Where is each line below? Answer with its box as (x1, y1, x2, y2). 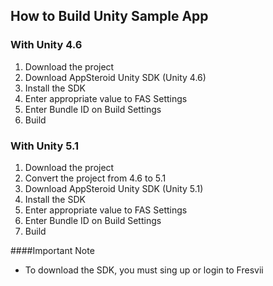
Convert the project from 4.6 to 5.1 (24, 172, 167, 184)
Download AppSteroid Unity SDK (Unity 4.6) (24, 71, 207, 83)
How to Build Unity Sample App (10, 8, 209, 25)
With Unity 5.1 (10, 139, 80, 153)
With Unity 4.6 (10, 38, 83, 52)
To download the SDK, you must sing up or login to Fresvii (24, 264, 264, 276)
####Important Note (10, 244, 95, 256)
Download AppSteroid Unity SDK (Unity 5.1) (24, 182, 204, 194)
